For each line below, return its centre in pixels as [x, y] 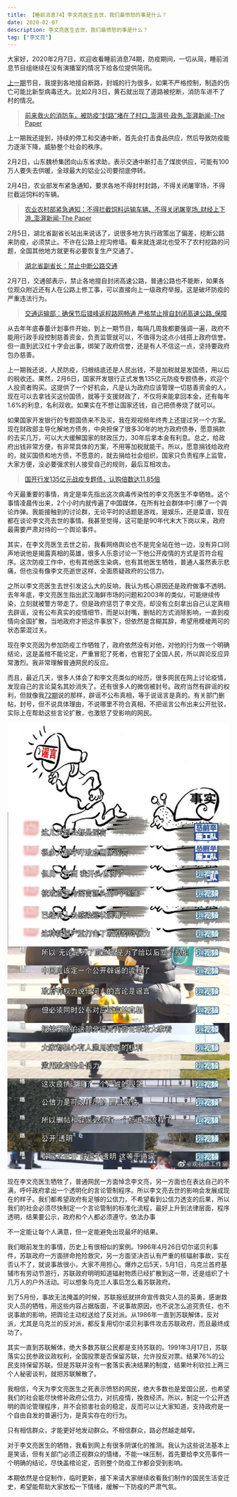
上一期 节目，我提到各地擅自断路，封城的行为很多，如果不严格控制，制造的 [115, 83]
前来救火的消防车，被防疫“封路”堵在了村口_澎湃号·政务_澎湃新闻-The [124, 116]
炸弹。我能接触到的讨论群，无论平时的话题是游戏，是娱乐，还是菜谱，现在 [121, 512]
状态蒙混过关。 [29, 630]
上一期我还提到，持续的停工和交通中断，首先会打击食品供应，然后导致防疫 [115, 138]
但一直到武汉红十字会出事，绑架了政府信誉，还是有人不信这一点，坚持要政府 [119, 346]
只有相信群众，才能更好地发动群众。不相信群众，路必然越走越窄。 [103, 1430]
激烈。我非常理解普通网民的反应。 [63, 662]
